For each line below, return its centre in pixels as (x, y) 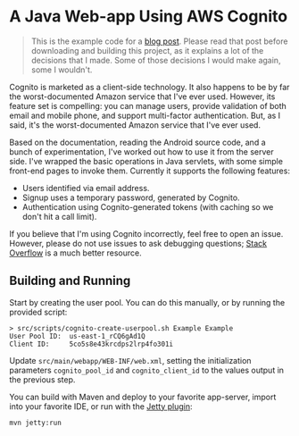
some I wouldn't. (62, 70)
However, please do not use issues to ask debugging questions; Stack (138, 243)
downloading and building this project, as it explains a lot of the (147, 50)
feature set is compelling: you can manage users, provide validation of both (148, 105)
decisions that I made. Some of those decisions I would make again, (156, 60)
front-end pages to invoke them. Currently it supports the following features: (149, 171)
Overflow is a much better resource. (75, 253)
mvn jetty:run (36, 423)
